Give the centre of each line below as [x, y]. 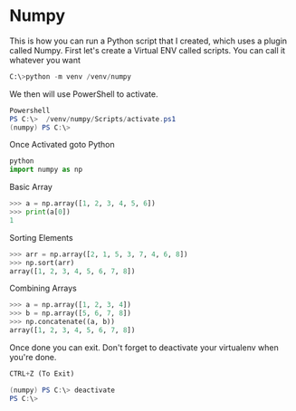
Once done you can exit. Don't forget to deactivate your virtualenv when [144, 347]
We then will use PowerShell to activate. [84, 94]
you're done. [33, 357]
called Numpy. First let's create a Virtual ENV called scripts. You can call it [148, 50]
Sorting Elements [42, 237]
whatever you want [45, 60]
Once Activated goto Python [62, 145]
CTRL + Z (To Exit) [42, 373]
